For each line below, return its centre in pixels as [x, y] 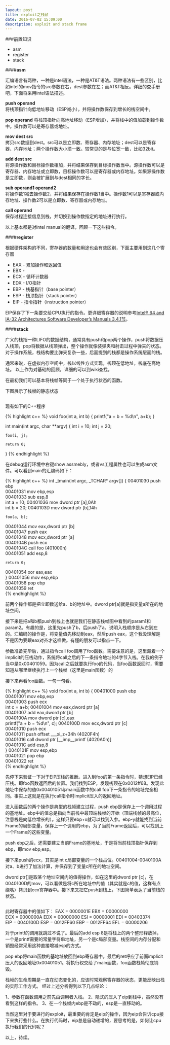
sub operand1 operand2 [31, 188]
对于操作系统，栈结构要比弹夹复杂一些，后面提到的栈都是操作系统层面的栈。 [85, 353]
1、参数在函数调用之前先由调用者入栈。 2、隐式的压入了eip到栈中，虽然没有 [84, 997]
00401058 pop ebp [25, 583]
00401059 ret [19, 588]
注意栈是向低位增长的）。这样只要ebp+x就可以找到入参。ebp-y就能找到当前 [83, 819]
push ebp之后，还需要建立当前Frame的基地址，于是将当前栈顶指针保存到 [81, 843]
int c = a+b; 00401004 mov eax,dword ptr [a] [52, 707]
